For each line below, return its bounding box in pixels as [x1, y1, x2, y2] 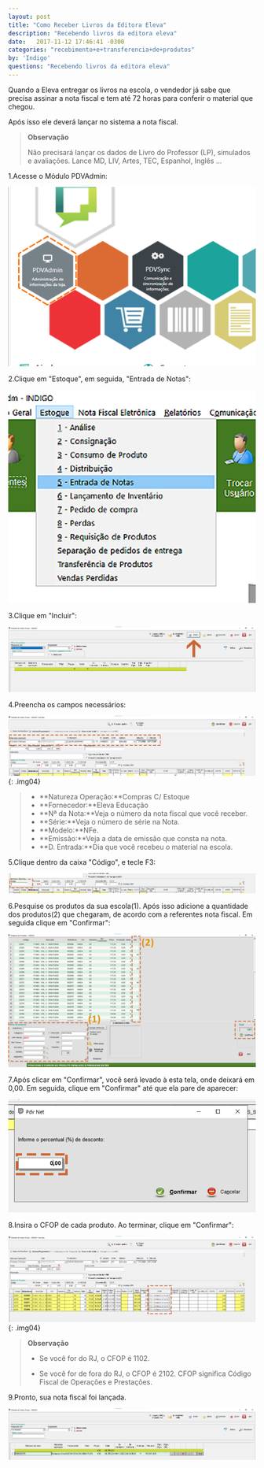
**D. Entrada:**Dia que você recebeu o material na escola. [38, 842, 233, 851]
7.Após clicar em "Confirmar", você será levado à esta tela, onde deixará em [8, 1075, 255, 1084]
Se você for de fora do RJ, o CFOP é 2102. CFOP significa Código [38, 1369, 251, 1378]
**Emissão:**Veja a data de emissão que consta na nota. [38, 833, 228, 843]
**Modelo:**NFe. [38, 825, 99, 835]
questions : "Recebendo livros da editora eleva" [8, 63, 170, 71]
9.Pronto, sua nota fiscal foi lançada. [8, 1392, 127, 1402]
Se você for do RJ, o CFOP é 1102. [38, 1353, 150, 1362]
